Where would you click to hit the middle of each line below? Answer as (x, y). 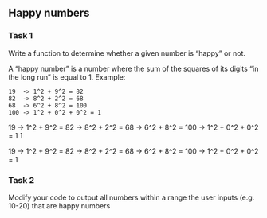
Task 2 (22, 180)
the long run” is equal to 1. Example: (67, 77)
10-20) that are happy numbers (59, 205)
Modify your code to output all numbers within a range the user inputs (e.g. (132, 197)
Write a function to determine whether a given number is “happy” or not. (127, 53)
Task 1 (21, 36)
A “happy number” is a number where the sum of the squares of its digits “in (133, 68)
